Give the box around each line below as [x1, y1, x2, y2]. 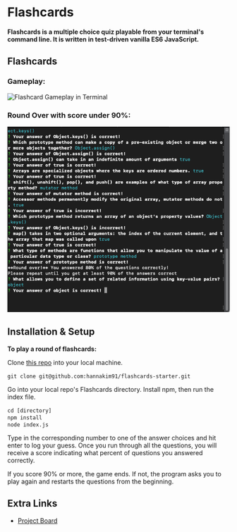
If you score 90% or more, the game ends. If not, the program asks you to [7, 469, 222, 478]
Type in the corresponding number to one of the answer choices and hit [7, 433, 217, 442]
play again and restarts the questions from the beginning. [7, 477, 174, 485]
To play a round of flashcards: [7, 345, 97, 353]
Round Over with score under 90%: [7, 110, 131, 120]
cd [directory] [7, 407, 52, 414]
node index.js [7, 421, 49, 428]
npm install [7, 414, 42, 421]
